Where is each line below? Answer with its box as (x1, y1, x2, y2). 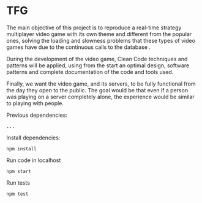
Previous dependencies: (6, 111, 67, 119)
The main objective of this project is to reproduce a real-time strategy (6, 24, 182, 31)
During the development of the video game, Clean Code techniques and (6, 55, 188, 62)
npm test (6, 191, 29, 197)
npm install (6, 146, 37, 152)
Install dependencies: (6, 134, 61, 141)
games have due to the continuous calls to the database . (6, 43, 151, 51)
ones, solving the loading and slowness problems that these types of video (6, 37, 196, 44)
